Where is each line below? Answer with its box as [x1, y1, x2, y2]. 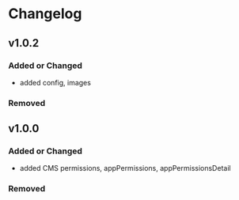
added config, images [19, 77, 91, 87]
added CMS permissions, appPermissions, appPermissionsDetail [19, 164, 231, 173]
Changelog [8, 5, 82, 23]
